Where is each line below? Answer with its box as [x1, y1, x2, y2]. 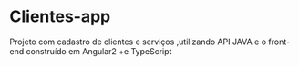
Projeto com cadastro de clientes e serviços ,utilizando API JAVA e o [9, 36, 267, 47]
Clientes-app [9, 6, 111, 27]
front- [268, 36, 290, 47]
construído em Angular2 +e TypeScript [26, 45, 172, 56]
